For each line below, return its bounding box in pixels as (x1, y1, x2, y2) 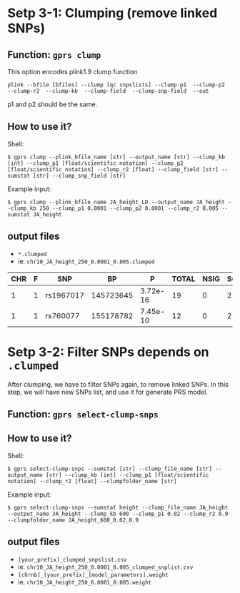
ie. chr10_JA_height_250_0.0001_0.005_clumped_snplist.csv (17, 562, 194, 571)
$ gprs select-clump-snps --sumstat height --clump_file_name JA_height (7, 504, 229, 511)
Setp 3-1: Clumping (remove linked (7, 5, 218, 21)
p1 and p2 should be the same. (7, 100, 98, 108)
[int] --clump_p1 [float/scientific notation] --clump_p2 (7, 159, 184, 167)
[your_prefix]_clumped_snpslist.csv (17, 556, 127, 563)
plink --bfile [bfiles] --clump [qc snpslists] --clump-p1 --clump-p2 (7, 81, 225, 88)
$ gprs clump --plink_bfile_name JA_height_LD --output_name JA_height (7, 198, 225, 206)
